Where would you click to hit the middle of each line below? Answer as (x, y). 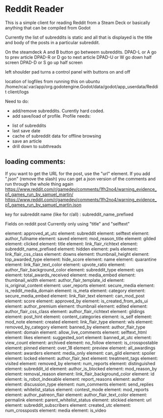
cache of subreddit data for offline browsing (57, 136)
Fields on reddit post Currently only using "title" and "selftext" (67, 223)
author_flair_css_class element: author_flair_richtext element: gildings (75, 311)
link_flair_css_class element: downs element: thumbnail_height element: (77, 254)
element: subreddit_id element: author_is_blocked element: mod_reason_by (81, 369)
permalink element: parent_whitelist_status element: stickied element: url (78, 400)
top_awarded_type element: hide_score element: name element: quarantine (81, 259)
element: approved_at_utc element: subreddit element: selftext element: (77, 233)
